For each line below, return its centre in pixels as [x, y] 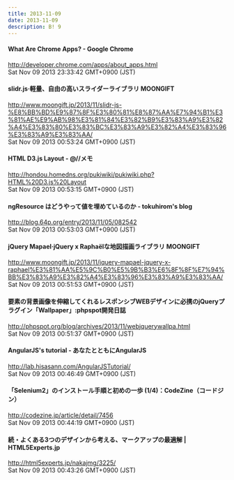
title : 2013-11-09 [34, 14]
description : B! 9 [34, 27]
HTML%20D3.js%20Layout [47, 181]
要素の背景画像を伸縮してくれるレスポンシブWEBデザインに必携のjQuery [113, 301]
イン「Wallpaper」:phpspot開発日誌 [73, 310]
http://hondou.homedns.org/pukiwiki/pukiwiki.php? [81, 174]
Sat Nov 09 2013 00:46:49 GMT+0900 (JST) [72, 373]
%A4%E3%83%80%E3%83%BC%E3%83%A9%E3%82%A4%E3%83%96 [117, 127]
